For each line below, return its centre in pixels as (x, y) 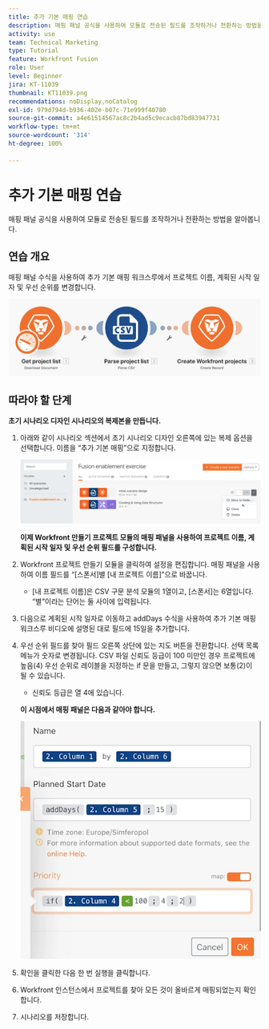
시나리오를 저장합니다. (54, 1016)
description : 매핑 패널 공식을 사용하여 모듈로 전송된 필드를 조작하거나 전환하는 (125, 25)
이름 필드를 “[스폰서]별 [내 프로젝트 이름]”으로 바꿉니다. (121, 575)
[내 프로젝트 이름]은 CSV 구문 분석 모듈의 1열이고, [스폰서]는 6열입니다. (143, 592)
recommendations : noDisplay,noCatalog (73, 101)
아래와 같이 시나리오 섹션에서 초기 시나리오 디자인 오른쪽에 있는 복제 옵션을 (137, 438)
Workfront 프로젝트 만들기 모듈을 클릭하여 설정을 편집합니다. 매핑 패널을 (132, 565)
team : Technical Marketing (53, 42)
